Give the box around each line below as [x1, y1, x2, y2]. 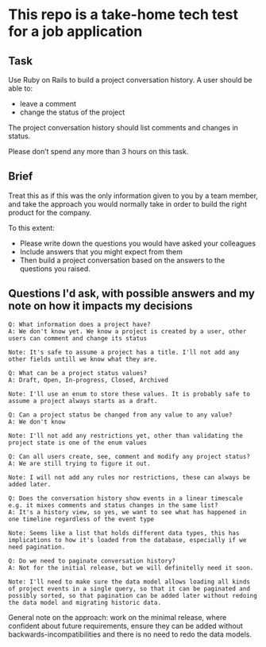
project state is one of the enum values [8, 439, 148, 447]
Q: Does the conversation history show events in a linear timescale [8, 494, 244, 502]
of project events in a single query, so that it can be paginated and [8, 584, 250, 593]
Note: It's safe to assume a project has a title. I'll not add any [8, 348, 240, 356]
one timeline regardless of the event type [8, 515, 155, 523]
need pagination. [8, 543, 66, 551]
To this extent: [8, 223, 56, 232]
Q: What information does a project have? [8, 320, 151, 328]
